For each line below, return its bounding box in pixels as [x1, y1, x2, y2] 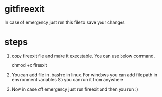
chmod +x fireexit [11, 62, 47, 68]
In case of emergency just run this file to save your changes [4, 19, 125, 25]
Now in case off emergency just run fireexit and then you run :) [11, 86, 138, 92]
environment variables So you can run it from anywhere [11, 77, 124, 82]
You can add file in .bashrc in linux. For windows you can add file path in [11, 72, 157, 78]
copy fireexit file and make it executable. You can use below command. [11, 53, 155, 58]
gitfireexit [4, 3, 45, 15]
